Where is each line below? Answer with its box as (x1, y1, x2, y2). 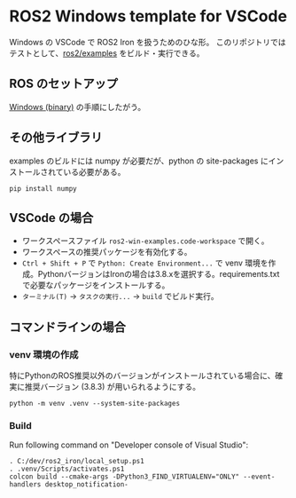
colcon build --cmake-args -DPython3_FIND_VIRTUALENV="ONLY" (9, 472, 240, 481)
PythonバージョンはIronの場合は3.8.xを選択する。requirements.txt (37, 269, 280, 280)
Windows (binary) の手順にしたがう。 (9, 101, 146, 112)
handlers (9, 480, 42, 489)
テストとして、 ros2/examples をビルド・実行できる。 (9, 47, 206, 59)
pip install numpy (9, 184, 77, 193)
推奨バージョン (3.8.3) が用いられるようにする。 (24, 382, 201, 392)
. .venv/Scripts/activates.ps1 (9, 464, 125, 474)
